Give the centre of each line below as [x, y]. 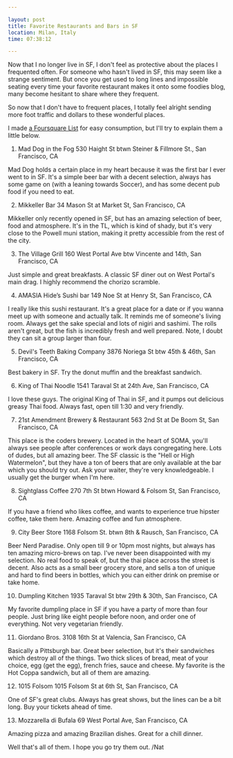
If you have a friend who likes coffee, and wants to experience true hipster [114, 512]
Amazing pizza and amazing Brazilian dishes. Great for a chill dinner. [105, 734]
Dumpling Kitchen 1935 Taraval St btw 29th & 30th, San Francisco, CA [118, 596]
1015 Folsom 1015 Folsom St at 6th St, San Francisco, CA [98, 686]
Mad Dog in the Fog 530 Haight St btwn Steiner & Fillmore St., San [112, 149]
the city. [19, 241]
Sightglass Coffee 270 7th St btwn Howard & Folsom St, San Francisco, [119, 491]
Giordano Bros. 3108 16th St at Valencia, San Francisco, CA [102, 638]
